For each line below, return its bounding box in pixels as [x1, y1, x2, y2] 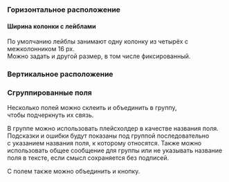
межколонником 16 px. [7, 45, 75, 53]
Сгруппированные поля [7, 88, 92, 98]
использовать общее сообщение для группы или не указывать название [7, 147, 223, 155]
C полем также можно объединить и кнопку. [7, 167, 140, 176]
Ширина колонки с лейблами [7, 22, 96, 30]
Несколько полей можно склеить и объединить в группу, [7, 104, 177, 112]
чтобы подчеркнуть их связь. [7, 111, 94, 119]
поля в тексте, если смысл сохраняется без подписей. [7, 154, 170, 162]
